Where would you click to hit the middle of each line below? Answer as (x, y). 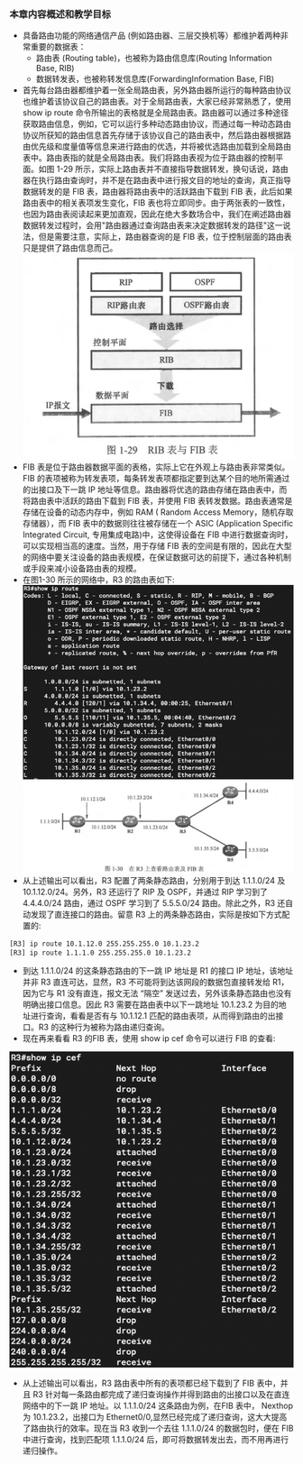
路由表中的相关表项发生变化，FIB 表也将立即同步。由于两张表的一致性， (156, 203)
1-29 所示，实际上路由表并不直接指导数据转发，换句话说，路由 (172, 169)
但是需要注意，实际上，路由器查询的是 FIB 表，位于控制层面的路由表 (165, 237)
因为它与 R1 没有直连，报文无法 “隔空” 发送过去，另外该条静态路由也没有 (157, 993)
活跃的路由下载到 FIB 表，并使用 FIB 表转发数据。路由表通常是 (177, 500)
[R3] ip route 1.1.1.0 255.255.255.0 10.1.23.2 (101, 953)
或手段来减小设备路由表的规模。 (82, 568)
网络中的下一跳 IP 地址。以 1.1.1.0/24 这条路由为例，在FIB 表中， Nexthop (158, 1406)
